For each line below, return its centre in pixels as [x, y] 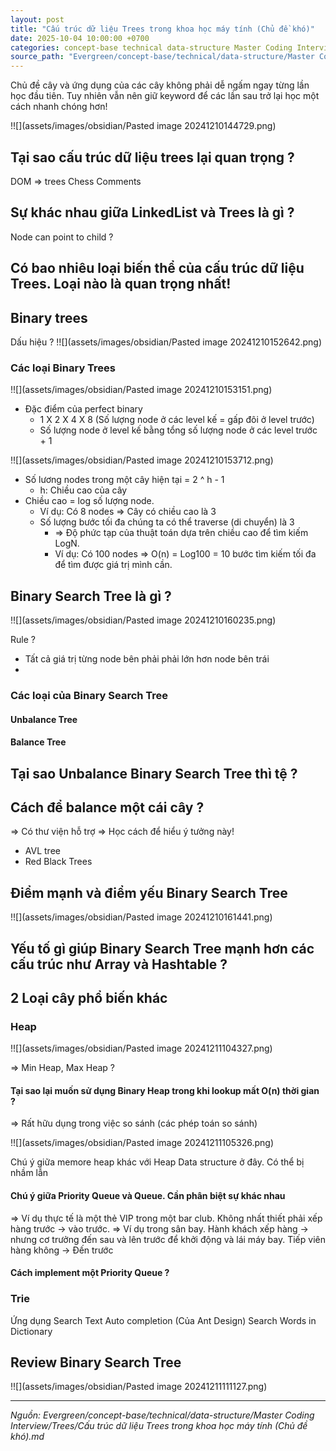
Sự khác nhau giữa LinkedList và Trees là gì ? [152, 212]
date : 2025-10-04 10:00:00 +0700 [80, 38]
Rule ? [23, 640]
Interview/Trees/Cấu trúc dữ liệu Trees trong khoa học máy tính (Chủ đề [159, 1426]
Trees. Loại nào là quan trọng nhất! [121, 284]
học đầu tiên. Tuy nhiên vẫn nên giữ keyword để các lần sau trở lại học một [165, 96]
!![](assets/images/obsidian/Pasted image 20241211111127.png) [139, 1387]
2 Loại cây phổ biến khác [89, 997]
